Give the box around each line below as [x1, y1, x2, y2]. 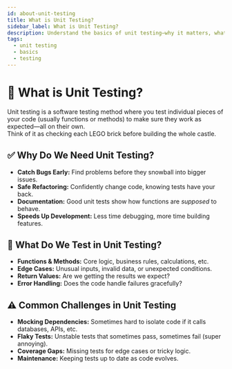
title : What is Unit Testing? [7, 17, 95, 23]
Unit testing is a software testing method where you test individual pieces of [7, 108, 224, 116]
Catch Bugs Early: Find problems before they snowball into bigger [17, 168, 206, 176]
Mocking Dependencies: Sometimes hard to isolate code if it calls [17, 318, 206, 326]
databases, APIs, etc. [17, 325, 78, 333]
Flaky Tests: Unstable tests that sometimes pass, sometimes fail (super [17, 332, 221, 341]
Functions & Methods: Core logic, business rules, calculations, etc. [17, 257, 209, 266]
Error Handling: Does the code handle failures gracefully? [17, 279, 183, 288]
